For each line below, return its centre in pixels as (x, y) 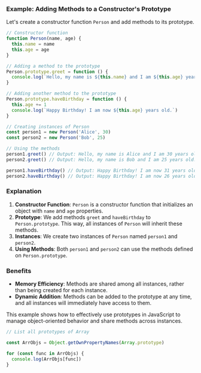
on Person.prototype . (41, 255)
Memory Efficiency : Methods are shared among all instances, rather (99, 284)
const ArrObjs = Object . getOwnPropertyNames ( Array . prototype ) (85, 343)
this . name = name (33, 44)
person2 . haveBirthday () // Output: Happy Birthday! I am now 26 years (96, 176)
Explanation (24, 192)
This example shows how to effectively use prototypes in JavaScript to (93, 315)
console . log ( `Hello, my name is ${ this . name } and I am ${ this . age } (98, 77)
